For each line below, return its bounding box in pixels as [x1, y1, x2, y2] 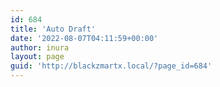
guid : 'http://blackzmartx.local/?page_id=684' [10, 61, 213, 71]
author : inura [10, 42, 70, 53]
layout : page [10, 52, 65, 62]
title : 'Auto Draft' [10, 24, 97, 34]
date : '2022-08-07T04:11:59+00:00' [10, 33, 159, 43]
